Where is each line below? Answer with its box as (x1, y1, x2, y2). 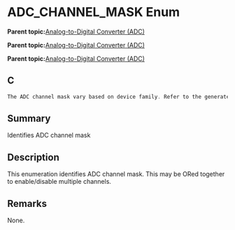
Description (7, 151, 59, 163)
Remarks (7, 197, 48, 210)
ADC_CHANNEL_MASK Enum (7, 4, 180, 20)
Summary (7, 113, 51, 124)
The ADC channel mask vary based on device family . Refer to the (7, 93, 201, 100)
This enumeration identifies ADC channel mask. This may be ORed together (7, 170, 225, 178)
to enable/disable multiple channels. (7, 178, 112, 186)
